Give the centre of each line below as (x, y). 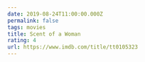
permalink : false (33, 21)
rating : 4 (22, 41)
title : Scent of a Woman (44, 34)
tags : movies (27, 27)
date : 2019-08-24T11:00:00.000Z (55, 14)
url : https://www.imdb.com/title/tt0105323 (73, 47)
